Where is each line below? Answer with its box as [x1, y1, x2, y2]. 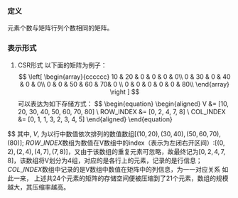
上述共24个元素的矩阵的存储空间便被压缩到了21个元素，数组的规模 [33, 174, 229, 182]
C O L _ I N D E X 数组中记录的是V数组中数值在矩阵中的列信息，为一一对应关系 [7, 165, 221, 173]
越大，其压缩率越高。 [7, 182, 70, 191]
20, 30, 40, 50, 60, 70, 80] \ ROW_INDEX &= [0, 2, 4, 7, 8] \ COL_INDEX [17, 107, 226, 116]
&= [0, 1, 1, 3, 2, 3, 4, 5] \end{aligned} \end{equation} [17, 115, 173, 123]
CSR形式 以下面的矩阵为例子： [17, 60, 107, 69]
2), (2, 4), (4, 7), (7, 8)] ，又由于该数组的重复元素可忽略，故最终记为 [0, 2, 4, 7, [7, 147, 226, 155]
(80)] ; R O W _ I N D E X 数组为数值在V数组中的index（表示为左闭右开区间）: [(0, [7, 138, 225, 147]
